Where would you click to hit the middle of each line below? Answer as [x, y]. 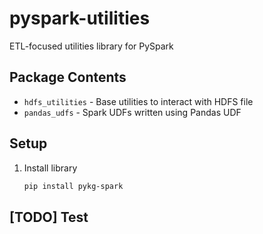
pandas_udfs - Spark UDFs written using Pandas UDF [132, 112]
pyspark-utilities [80, 18]
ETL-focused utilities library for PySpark [91, 46]
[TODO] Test [49, 217]
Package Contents [68, 77]
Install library [50, 168]
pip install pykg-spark [73, 186]
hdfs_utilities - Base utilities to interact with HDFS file [138, 101]
